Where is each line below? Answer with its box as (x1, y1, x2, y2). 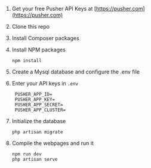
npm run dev (11, 151, 42, 157)
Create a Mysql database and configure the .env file (11, 68, 140, 75)
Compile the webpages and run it (11, 140, 94, 146)
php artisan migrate (11, 129, 63, 135)
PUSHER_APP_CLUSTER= (14, 107, 66, 113)
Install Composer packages (11, 35, 79, 41)
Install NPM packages (11, 46, 66, 53)
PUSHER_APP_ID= (14, 91, 53, 97)
